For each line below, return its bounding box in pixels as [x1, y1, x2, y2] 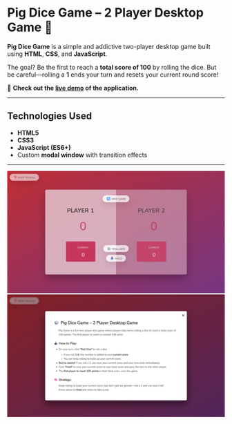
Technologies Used [7, 110, 92, 122]
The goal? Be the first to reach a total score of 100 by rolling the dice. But [7, 63, 217, 71]
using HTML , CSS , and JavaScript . [7, 50, 108, 58]
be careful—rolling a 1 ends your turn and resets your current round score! [7, 70, 219, 79]
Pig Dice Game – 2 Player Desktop [7, 5, 204, 21]
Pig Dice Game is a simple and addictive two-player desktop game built [7, 42, 211, 50]
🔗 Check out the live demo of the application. [7, 84, 139, 92]
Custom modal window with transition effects [17, 151, 148, 159]
